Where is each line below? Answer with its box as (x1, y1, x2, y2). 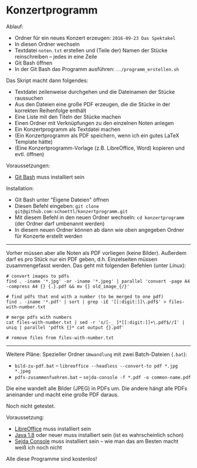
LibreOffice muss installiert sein (14, 425, 91, 432)
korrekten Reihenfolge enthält (14, 107, 87, 114)
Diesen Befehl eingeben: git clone (14, 202, 100, 209)
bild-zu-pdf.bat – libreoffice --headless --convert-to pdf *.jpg (14, 362, 178, 369)
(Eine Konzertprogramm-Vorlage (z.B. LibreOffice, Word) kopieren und (14, 144, 185, 151)
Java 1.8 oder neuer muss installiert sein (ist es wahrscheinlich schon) (14, 431, 184, 438)
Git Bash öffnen (14, 59, 53, 66)
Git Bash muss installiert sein (14, 173, 85, 180)
